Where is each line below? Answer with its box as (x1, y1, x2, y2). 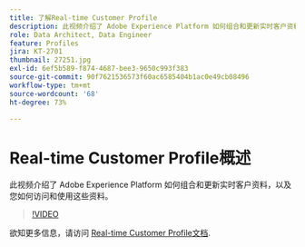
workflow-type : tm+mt (9, 81, 92, 90)
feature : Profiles (9, 38, 79, 48)
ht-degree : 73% (9, 97, 67, 107)
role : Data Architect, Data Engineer (9, 30, 152, 39)
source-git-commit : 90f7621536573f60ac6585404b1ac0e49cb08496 (9, 73, 250, 82)
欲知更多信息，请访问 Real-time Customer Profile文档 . (9, 228, 211, 239)
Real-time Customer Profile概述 (9, 147, 251, 168)
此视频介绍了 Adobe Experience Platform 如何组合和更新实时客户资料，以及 (9, 179, 292, 191)
